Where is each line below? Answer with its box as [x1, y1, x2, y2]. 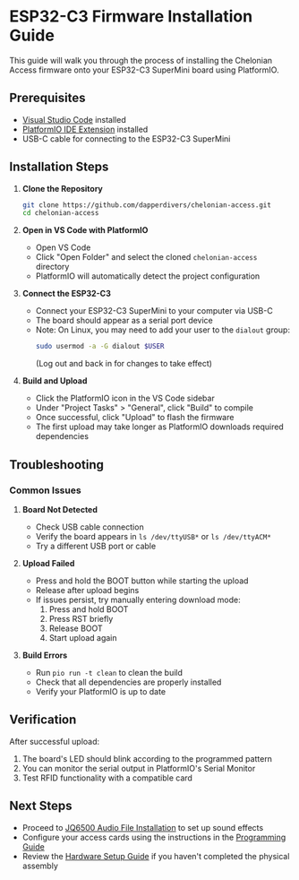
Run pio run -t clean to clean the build [35, 667, 184, 677]
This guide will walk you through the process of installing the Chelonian [9, 55, 273, 65]
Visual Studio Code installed [21, 114, 127, 125]
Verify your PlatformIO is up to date [35, 686, 167, 696]
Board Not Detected [21, 504, 98, 514]
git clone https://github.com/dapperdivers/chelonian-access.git [21, 200, 271, 210]
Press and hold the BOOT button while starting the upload [35, 575, 249, 586]
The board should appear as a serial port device [35, 315, 213, 326]
